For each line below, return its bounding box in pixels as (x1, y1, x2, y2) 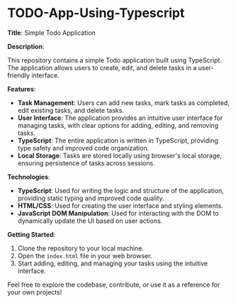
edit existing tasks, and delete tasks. (17, 106, 124, 114)
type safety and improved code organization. (17, 143, 150, 152)
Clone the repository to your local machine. (17, 243, 144, 253)
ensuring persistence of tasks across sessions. (17, 158, 155, 167)
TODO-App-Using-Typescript (7, 5, 185, 21)
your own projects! (7, 287, 62, 296)
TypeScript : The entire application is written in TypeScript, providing (17, 136, 218, 145)
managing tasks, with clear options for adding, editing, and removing (17, 121, 218, 129)
